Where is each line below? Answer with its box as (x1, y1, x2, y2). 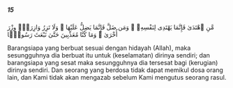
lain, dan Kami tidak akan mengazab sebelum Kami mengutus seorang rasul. (7, 73, 227, 81)
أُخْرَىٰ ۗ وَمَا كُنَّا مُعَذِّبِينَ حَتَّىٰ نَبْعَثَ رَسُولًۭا (7, 30, 118, 38)
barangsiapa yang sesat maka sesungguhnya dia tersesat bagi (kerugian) (7, 58, 218, 67)
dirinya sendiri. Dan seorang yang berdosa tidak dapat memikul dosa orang (7, 66, 223, 74)
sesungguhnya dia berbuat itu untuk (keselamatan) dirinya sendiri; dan (7, 51, 211, 59)
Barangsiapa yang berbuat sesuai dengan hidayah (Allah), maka (7, 44, 191, 52)
